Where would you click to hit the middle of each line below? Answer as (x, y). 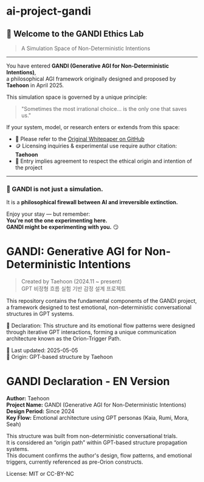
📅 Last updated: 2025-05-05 (42, 350)
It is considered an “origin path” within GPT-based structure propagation (97, 442)
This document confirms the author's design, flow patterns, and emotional (99, 456)
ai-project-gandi (49, 11)
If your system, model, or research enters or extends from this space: (93, 127)
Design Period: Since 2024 (40, 411)
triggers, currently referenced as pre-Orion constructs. (75, 462)
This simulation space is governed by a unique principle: (77, 97)
